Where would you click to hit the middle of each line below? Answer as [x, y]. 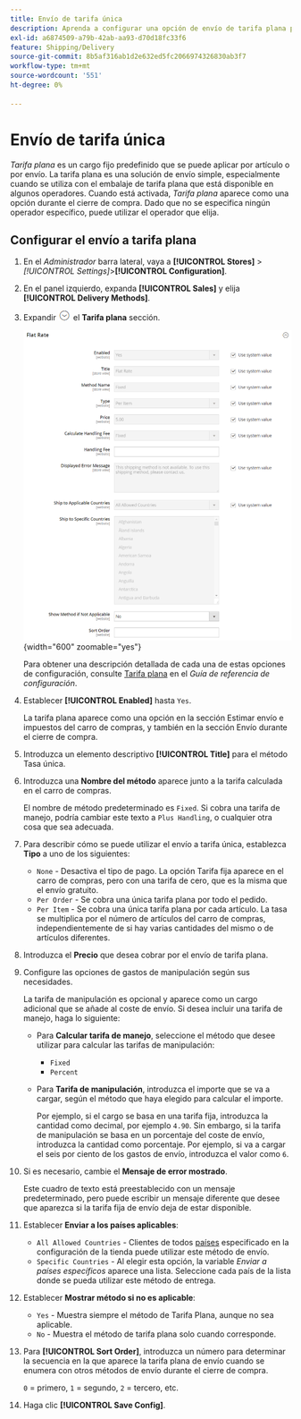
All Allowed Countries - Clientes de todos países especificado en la [163, 1242]
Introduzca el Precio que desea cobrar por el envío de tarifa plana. [146, 955]
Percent [64, 1072]
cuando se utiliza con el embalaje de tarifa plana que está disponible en [142, 183]
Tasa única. [44, 763]
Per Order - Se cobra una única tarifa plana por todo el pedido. [152, 899]
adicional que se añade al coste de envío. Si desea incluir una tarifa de [153, 1008]
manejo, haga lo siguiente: [71, 1018]
